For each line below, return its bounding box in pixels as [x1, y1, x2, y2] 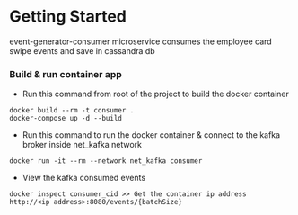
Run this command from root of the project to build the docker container [22, 88, 289, 100]
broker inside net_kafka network [22, 139, 142, 150]
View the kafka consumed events [22, 173, 146, 184]
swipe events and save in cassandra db [9, 45, 155, 56]
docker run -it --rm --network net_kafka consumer [9, 157, 203, 166]
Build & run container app [9, 67, 123, 80]
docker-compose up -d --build [9, 114, 123, 123]
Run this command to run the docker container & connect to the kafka [22, 130, 281, 140]
